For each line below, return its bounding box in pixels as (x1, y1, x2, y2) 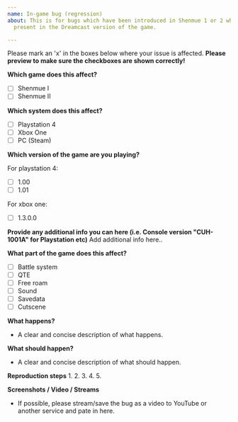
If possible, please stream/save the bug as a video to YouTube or (17, 399, 208, 408)
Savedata (17, 295, 46, 303)
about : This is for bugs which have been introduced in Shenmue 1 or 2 (7, 17, 223, 24)
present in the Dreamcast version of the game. (13, 23, 157, 30)
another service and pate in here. (17, 406, 115, 415)
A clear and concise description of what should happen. (17, 358, 182, 367)
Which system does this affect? (7, 106, 103, 115)
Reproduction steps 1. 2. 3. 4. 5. (7, 372, 102, 380)
